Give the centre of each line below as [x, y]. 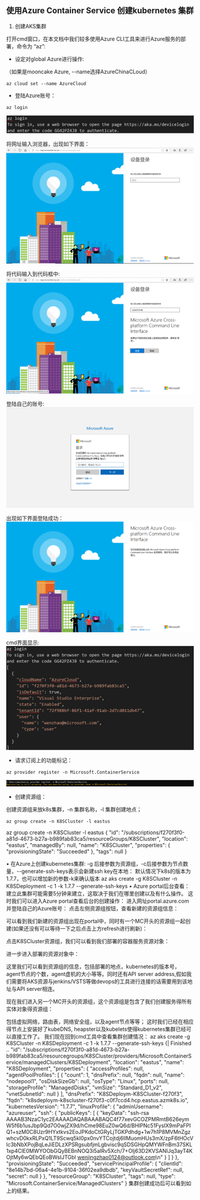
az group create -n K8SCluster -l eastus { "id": [63, 832]
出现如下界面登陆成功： [35, 518]
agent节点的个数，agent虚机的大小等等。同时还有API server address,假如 [96, 974]
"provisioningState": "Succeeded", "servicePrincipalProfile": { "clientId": [95, 1163]
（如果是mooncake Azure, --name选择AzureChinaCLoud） [78, 71]
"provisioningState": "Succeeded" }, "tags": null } [67, 851]
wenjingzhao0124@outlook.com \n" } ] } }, [128, 1157]
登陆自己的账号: [25, 403]
